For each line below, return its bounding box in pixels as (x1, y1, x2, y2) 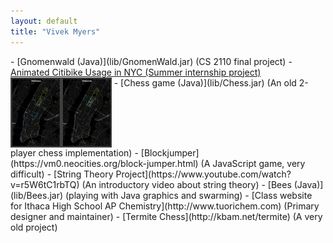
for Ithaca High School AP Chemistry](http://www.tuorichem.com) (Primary (10, 200, 320, 212)
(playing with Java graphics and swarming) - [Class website (64, 189, 313, 201)
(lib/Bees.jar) (10, 189, 64, 201)
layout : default (10, 16, 78, 26)
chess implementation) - (38, 146, 139, 159)
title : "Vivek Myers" (10, 26, 101, 37)
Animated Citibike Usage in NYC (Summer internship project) (10, 66, 262, 78)
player (10, 146, 37, 159)
